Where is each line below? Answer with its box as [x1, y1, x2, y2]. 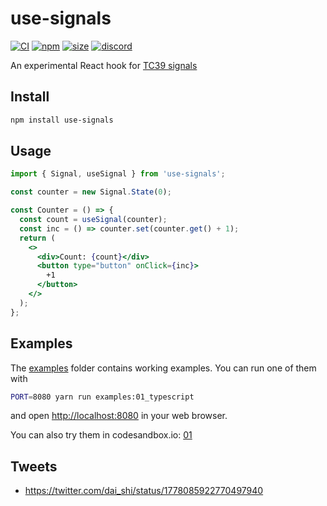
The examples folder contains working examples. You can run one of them [10, 362, 317, 374]
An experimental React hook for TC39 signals [10, 59, 198, 71]
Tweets [10, 458, 58, 475]
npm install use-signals [10, 115, 114, 125]
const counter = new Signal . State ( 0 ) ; [10, 187, 172, 197]
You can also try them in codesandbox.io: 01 [10, 429, 193, 441]
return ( [19, 233, 56, 243]
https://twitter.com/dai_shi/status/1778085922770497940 [24, 485, 264, 497]
